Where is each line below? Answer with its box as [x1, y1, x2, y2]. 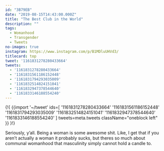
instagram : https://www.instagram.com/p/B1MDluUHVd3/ [5, 49, 119, 54]
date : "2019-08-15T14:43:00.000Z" [5, 12, 77, 17]
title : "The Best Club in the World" [5, 16, 83, 21]
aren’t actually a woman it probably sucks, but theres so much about [5, 135, 146, 141]
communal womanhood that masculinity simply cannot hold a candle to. [5, 141, 153, 147]
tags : [5, 26, 16, 31]
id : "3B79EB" [5, 7, 32, 12]
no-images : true [5, 44, 39, 49]
